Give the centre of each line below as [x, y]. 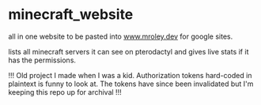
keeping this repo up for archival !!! [65, 92]
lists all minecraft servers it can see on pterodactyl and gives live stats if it [129, 51]
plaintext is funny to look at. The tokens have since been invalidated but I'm [131, 84]
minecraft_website [71, 15]
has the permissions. [42, 60]
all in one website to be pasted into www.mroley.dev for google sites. [121, 36]
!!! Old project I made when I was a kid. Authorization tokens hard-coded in [130, 75]
